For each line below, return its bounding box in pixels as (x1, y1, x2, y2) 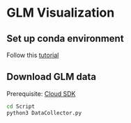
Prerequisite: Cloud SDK (6, 89, 76, 98)
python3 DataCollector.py (6, 109, 82, 116)
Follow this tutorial (6, 51, 59, 59)
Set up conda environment (6, 33, 124, 44)
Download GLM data (6, 71, 97, 83)
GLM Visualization (6, 5, 115, 21)
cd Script (6, 103, 36, 110)
